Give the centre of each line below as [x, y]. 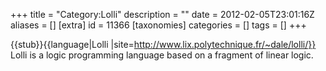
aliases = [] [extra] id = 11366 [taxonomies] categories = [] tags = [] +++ [158, 25]
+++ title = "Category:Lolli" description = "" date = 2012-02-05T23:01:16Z [162, 14]
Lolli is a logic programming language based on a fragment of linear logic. [162, 55]
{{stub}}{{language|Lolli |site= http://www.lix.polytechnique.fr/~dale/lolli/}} [163, 44]
